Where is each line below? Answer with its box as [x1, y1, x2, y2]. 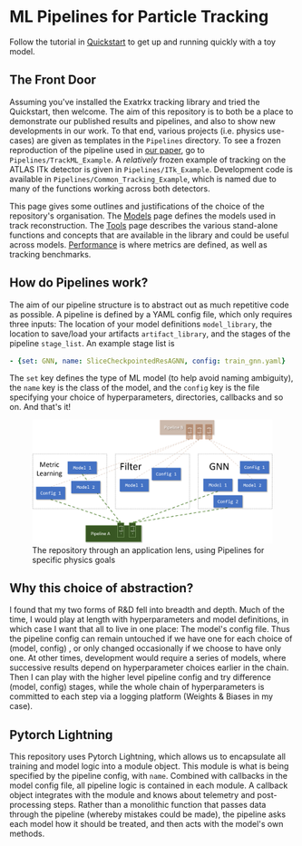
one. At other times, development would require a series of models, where [9, 653, 287, 664]
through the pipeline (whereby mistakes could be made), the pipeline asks [9, 809, 287, 820]
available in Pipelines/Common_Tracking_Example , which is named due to [9, 173, 277, 184]
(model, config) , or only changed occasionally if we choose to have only [9, 643, 282, 654]
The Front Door [9, 73, 97, 88]
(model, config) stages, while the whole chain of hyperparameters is [9, 682, 265, 693]
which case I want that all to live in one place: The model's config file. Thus [9, 624, 290, 635]
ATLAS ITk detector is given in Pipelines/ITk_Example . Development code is [9, 163, 293, 174]
